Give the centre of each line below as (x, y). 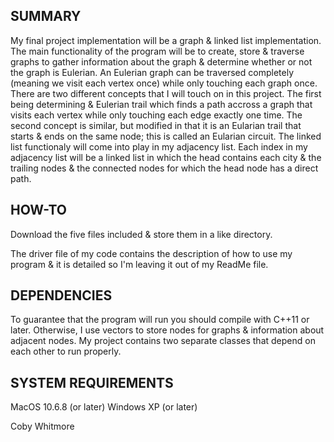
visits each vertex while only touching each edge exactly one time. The (156, 115)
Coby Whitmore (42, 426)
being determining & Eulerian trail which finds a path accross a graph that (161, 104)
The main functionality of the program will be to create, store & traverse (157, 51)
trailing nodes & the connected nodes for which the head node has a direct (164, 168)
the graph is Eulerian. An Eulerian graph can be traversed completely (152, 72)
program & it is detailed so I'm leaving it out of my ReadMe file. (139, 264)
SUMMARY (46, 16)
